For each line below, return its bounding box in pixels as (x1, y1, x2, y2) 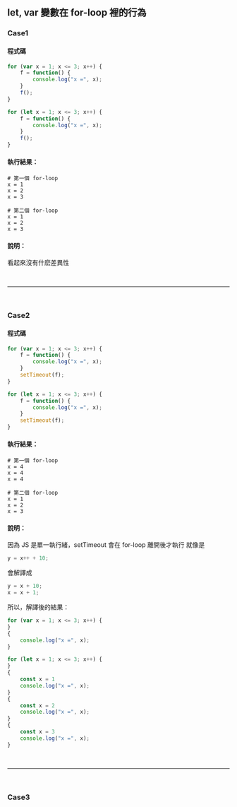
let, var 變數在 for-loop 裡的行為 (7, 6, 147, 19)
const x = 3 (20, 729, 55, 736)
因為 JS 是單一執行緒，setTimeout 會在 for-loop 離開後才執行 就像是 (7, 541, 205, 549)
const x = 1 (20, 676, 55, 683)
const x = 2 (20, 702, 55, 709)
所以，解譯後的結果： (7, 603, 69, 611)
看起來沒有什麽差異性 (7, 259, 69, 267)
